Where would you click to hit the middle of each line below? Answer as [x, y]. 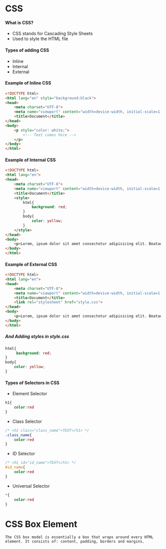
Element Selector [30, 394]
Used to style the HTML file [40, 39]
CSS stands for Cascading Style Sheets [52, 34]
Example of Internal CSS [30, 160]
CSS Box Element [41, 524]
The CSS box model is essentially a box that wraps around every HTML [79, 537]
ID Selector [24, 454]
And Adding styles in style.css [37, 336]
